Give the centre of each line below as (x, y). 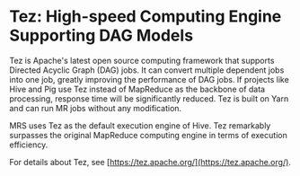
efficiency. (29, 145)
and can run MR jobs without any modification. (96, 108)
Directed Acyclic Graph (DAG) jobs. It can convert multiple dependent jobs (147, 70)
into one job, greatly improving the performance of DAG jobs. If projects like (149, 79)
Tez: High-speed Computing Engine (146, 17)
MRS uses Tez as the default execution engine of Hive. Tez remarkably (140, 125)
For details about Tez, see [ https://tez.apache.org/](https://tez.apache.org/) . (150, 162)
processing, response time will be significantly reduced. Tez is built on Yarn (149, 98)
